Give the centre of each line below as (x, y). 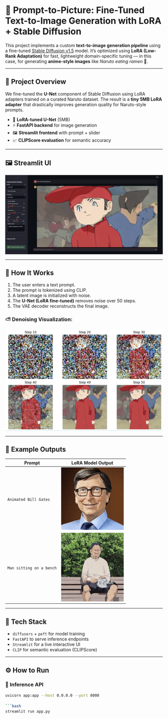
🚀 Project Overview (36, 82)
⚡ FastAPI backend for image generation (55, 125)
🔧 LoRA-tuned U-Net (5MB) (41, 119)
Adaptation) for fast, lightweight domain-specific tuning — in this (84, 56)
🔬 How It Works (29, 273)
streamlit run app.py (28, 711)
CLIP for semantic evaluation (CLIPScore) (55, 650)
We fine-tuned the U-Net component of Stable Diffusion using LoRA (75, 94)
